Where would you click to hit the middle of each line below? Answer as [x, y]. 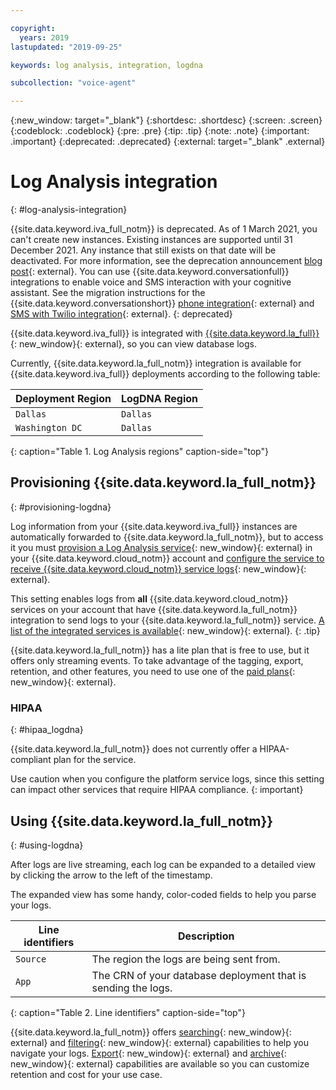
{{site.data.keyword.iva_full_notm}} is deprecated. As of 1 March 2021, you [164, 229]
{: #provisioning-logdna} [61, 507]
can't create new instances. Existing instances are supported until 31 [151, 240]
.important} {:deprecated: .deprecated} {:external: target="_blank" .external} [168, 142]
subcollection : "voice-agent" [73, 83]
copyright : [33, 28]
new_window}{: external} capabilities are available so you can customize [160, 1063]
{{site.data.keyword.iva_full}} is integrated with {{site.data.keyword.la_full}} [165, 333]
